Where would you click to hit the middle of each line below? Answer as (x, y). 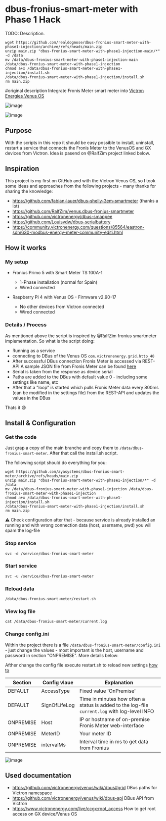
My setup (17, 262)
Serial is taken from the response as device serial (62, 371)
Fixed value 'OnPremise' (107, 691)
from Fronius (94, 748)
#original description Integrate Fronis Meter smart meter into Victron (75, 91)
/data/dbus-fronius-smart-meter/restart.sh (51, 599)
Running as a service (34, 351)
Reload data (20, 589)
